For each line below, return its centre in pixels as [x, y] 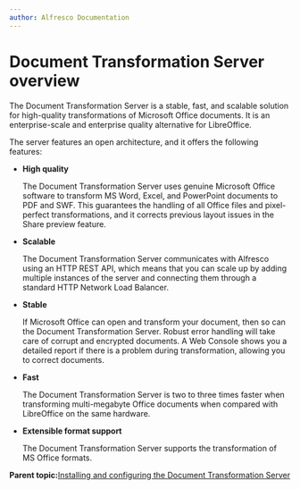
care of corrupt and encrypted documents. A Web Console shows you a [154, 341]
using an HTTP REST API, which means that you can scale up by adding [154, 268]
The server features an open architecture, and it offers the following [134, 142]
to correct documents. [63, 359]
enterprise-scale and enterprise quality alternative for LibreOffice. [130, 124]
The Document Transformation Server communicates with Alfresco [146, 258]
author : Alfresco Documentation [69, 17]
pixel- [275, 205]
